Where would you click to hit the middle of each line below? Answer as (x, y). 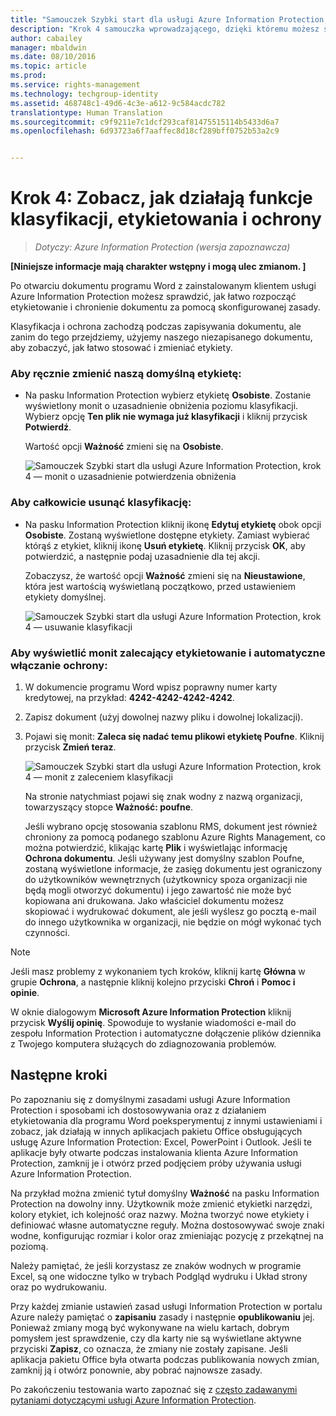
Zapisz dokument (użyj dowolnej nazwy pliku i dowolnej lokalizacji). (164, 717)
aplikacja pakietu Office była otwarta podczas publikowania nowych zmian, (165, 1359)
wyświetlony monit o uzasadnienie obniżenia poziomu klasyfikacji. (161, 406)
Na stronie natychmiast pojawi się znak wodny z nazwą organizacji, (163, 796)
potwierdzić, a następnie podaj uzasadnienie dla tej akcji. (142, 556)
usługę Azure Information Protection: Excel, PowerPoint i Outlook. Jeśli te (161, 1142)
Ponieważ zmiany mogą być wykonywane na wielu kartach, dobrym (150, 1327)
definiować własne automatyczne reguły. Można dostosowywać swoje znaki (167, 1225)
